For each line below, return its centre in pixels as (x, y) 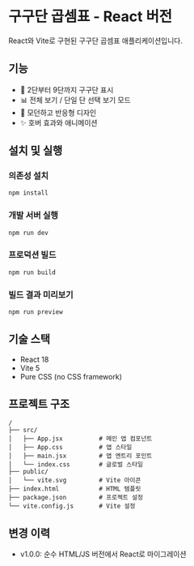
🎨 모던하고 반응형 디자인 (58, 112)
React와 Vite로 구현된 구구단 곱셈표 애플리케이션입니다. (96, 41)
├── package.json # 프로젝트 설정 (76, 498)
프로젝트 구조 (39, 404)
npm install (28, 193)
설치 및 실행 (36, 151)
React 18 (34, 359)
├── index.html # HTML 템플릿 (75, 489)
